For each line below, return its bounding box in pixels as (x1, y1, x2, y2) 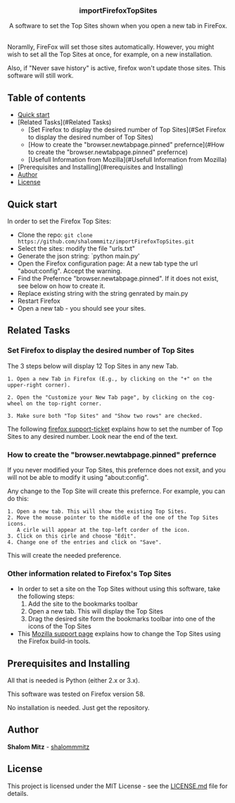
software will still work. (7, 71, 74, 80)
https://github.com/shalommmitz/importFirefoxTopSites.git (17, 238, 195, 245)
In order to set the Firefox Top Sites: (7, 217, 111, 225)
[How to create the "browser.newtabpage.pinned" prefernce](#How (27, 140, 225, 149)
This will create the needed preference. (7, 551, 122, 559)
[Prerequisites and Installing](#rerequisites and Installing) (17, 163, 184, 171)
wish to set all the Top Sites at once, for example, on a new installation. (7, 50, 213, 58)
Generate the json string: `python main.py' (17, 251, 140, 260)
